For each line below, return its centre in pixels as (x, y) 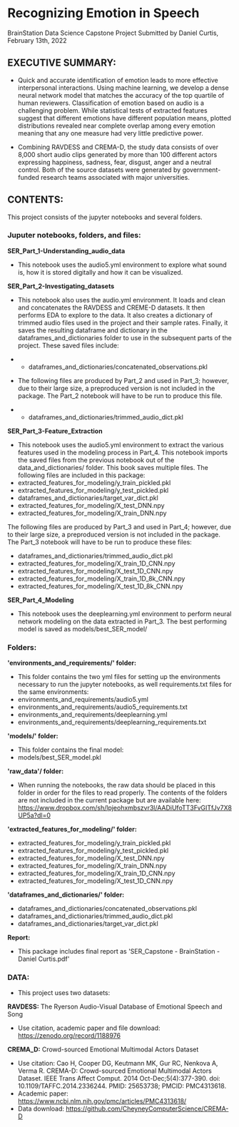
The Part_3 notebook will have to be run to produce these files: (100, 542)
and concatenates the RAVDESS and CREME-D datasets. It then (111, 307)
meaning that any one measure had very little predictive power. (110, 133)
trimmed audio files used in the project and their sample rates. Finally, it (123, 322)
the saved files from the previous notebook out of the (96, 460)
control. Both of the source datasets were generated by (99, 170)
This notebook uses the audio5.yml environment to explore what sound (122, 265)
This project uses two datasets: (64, 993)
